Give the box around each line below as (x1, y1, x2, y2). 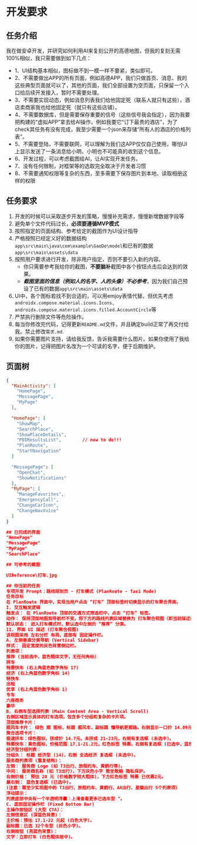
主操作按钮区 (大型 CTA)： (6, 807, 64, 813)
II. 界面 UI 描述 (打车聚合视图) (6, 627, 79, 632)
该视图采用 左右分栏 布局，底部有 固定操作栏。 (6, 632, 106, 638)
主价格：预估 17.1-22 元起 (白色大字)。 (6, 817, 95, 824)
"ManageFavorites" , (16, 491, 64, 497)
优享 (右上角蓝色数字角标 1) (6, 686, 67, 693)
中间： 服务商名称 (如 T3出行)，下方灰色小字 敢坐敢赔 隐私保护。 (6, 769, 148, 775)
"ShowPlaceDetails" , (16, 432, 67, 437)
